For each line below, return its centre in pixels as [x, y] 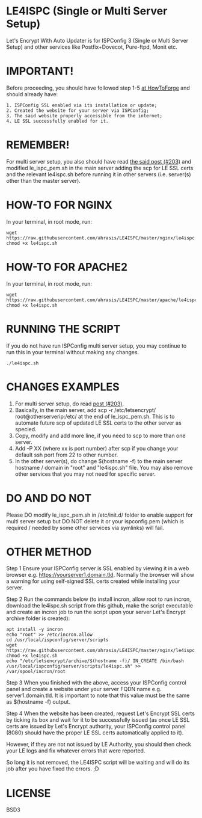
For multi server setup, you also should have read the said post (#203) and [99, 161]
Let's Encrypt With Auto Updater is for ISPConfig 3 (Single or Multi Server [97, 40]
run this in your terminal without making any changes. [73, 352]
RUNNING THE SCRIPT [63, 329]
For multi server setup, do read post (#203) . [69, 404]
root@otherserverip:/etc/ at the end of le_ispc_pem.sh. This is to [95, 416]
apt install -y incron [35, 630]
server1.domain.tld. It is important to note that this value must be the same [98, 695]
